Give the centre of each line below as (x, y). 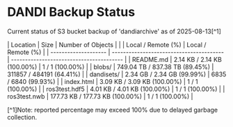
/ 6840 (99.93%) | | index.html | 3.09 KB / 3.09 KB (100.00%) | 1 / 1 (103, 81)
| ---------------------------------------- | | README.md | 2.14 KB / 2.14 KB (115, 59)
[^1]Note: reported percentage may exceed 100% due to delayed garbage (112, 110)
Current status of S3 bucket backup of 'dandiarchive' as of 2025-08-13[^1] (114, 31)
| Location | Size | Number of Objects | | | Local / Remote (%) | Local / (107, 44)
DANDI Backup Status (71, 12)
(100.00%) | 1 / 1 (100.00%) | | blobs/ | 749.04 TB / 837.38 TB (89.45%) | (111, 67)
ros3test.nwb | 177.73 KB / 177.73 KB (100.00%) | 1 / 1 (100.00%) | (100, 96)
